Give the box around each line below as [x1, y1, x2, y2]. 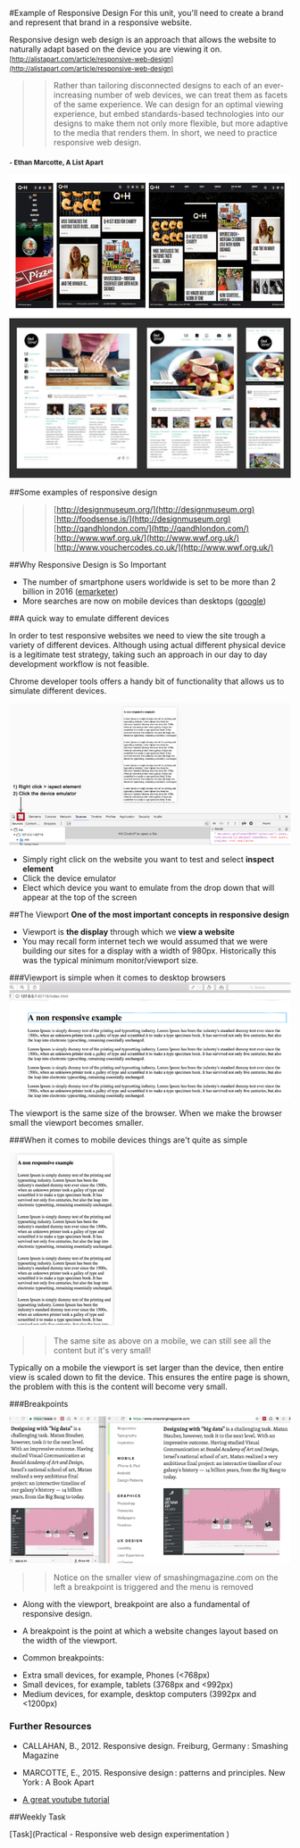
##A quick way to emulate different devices [9, 613, 170, 624]
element [21, 863, 54, 874]
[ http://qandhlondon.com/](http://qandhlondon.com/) [53, 523, 250, 534]
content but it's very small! [53, 1345, 152, 1356]
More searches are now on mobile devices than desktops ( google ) [21, 595, 266, 606]
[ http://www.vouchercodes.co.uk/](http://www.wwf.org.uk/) [53, 542, 274, 553]
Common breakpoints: [21, 1652, 104, 1663]
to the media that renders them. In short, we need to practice [53, 128, 278, 137]
